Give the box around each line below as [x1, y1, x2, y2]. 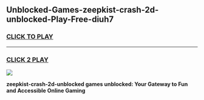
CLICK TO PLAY [6, 33, 53, 41]
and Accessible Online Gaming [6, 87, 86, 94]
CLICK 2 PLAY [6, 55, 49, 64]
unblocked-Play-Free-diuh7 [6, 15, 114, 25]
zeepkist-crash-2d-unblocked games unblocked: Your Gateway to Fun [6, 80, 188, 87]
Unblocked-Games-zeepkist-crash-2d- [6, 5, 159, 15]
